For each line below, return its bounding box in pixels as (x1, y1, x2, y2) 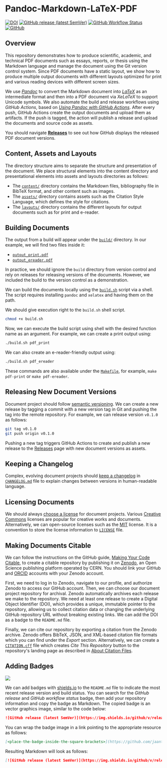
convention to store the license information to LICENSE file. (5, 527, 124, 533)
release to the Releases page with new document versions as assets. (5, 445, 147, 451)
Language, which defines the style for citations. (12, 198, 110, 204)
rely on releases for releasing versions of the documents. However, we (5, 272, 150, 278)
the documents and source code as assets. (5, 120, 93, 126)
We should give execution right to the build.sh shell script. (5, 307, 126, 313)
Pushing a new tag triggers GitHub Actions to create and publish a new (5, 440, 151, 446)
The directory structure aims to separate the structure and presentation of (5, 163, 157, 169)
